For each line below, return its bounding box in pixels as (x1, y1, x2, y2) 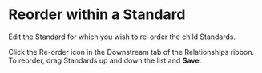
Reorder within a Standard (8, 6, 186, 24)
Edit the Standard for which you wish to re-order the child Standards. (8, 32, 236, 41)
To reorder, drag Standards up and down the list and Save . (8, 56, 202, 65)
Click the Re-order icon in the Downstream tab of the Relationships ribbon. (8, 47, 255, 56)
